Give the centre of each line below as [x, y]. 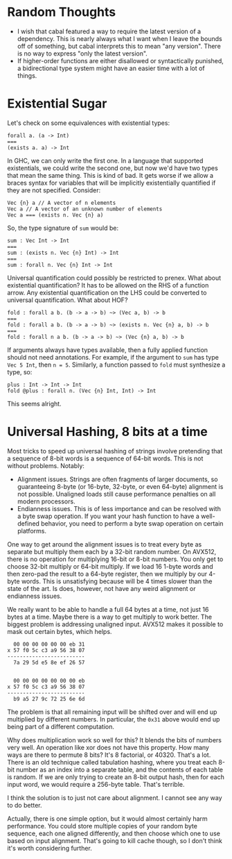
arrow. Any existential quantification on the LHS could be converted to [107, 292]
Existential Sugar [57, 104]
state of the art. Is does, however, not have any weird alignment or [101, 588]
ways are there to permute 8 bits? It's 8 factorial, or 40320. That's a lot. [109, 755]
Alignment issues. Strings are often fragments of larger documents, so [117, 479]
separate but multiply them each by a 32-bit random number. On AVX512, [112, 551]
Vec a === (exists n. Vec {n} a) [55, 215]
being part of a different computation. [61, 726]
